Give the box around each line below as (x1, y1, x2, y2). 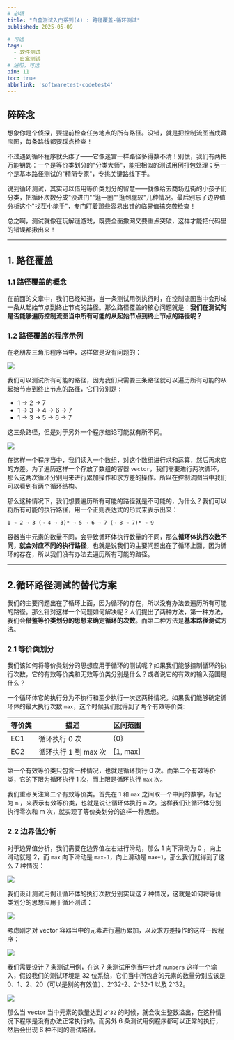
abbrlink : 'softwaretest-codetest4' (7, 81, 114, 88)
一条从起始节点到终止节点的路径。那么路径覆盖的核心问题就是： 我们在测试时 (7, 303, 227, 311)
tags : (7, 43, 23, 50)
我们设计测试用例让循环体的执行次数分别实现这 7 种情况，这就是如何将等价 (7, 889, 221, 898)
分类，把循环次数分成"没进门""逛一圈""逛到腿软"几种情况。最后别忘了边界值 (7, 193, 226, 202)
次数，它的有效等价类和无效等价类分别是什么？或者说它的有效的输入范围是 (13, 670, 227, 678)
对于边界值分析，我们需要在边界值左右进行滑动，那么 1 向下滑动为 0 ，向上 (7, 844, 222, 852)
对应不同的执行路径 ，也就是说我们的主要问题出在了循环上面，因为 (31, 542, 221, 550)
